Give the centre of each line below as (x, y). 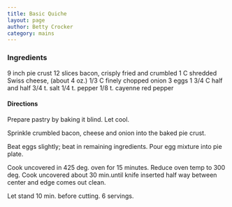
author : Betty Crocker (40, 27)
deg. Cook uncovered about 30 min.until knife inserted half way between (112, 175)
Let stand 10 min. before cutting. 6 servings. (71, 196)
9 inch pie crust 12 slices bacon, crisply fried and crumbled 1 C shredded (112, 73)
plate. (15, 154)
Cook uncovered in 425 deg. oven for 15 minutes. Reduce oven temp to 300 (116, 167)
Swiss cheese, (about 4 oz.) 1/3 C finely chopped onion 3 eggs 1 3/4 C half (115, 80)
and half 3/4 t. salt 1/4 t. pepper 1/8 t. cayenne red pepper (90, 87)
